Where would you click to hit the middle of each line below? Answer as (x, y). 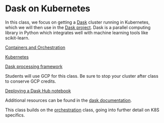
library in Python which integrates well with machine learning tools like (77, 32)
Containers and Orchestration (35, 47)
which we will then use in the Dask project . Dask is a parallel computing (78, 27)
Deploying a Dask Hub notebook (38, 91)
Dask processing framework (34, 66)
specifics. (15, 115)
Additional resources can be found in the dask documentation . (69, 100)
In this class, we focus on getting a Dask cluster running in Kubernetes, (77, 22)
